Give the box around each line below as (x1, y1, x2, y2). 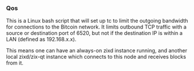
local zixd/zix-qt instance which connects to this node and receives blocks (6, 54, 186, 61)
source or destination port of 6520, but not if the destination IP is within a (6, 30, 183, 37)
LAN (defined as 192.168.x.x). (6, 36, 77, 43)
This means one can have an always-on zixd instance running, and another (6, 47, 188, 54)
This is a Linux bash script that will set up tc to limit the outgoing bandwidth (6, 17, 189, 24)
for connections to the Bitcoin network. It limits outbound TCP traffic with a (6, 23, 187, 30)
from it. (6, 59, 23, 66)
